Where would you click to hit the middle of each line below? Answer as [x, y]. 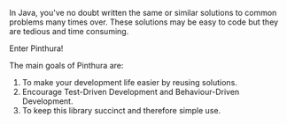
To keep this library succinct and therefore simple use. [121, 110]
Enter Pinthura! [36, 48]
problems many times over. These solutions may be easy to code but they [144, 22]
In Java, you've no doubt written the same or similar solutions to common [143, 13]
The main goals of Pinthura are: [66, 66]
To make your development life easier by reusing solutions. [129, 82]
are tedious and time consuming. [69, 31]
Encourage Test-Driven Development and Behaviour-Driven [131, 92]
